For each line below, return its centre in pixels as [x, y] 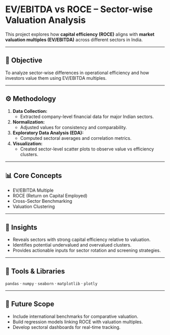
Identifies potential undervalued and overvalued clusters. [72, 245]
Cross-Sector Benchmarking [42, 201]
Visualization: [28, 143]
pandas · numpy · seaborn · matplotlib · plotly [51, 283]
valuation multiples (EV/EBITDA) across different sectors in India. [74, 40]
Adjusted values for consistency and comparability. [74, 127]
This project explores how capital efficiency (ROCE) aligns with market [80, 34]
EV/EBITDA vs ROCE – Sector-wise [79, 9]
